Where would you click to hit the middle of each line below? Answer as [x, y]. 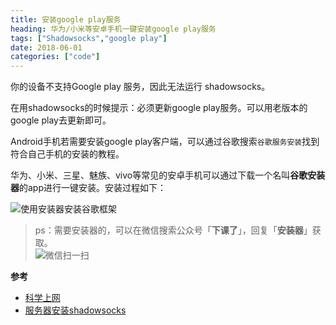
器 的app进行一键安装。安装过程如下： [88, 188]
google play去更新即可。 [61, 120]
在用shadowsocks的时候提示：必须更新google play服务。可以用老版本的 [159, 108]
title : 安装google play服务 [66, 19]
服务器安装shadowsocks [75, 310]
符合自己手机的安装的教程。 [67, 154]
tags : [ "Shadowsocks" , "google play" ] [89, 38]
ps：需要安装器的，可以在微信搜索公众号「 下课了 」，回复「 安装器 [169, 230]
